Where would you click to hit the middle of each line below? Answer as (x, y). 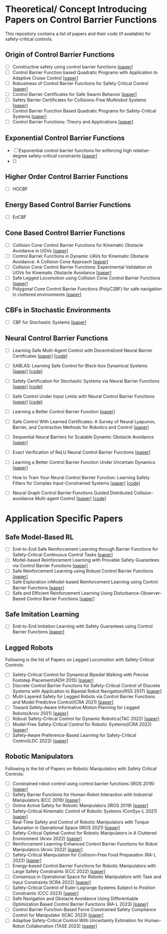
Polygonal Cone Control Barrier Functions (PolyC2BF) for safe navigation (87, 289)
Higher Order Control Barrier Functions (67, 177)
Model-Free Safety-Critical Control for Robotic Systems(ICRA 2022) (82, 724)
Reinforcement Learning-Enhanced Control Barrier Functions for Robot (85, 844)
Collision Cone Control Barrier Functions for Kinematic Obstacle (78, 245)
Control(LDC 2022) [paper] (40, 741)
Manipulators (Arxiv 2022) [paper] (48, 849)
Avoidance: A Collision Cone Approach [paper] (60, 261)
